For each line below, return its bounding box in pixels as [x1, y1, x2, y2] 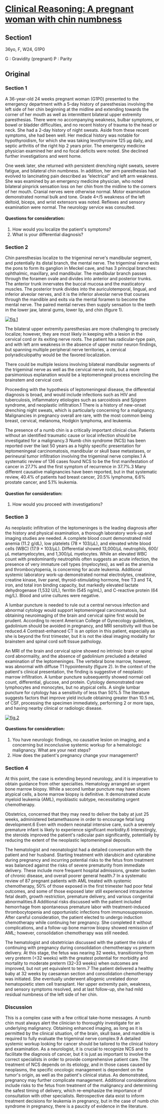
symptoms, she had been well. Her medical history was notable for [5, 132, 140, 138]
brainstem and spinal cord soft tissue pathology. [5, 638, 102, 644]
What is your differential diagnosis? [12, 231, 84, 237]
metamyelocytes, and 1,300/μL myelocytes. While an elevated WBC [11, 551, 147, 557]
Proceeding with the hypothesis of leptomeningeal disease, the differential [5, 387, 155, 392]
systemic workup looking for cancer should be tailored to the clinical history [5, 1041, 158, 1047]
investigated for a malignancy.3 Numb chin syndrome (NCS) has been [5, 437, 146, 444]
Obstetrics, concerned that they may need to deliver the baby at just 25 [5, 811, 149, 817]
